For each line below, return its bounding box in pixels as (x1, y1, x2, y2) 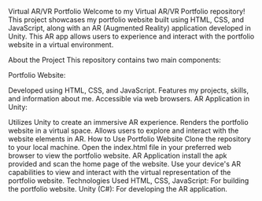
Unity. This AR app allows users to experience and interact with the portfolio (8, 31, 255, 41)
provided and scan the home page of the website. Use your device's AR (8, 159, 242, 168)
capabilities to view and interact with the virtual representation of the (8, 168, 231, 177)
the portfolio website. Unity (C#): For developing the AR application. (8, 185, 228, 193)
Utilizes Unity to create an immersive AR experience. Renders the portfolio (8, 118, 249, 126)
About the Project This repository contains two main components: (8, 55, 222, 64)
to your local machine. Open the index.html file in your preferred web (8, 143, 232, 152)
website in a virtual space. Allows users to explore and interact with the (8, 126, 239, 135)
